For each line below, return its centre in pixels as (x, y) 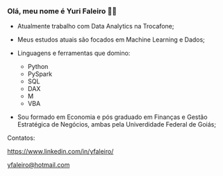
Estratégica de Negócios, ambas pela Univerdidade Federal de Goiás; (117, 125)
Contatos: (21, 138)
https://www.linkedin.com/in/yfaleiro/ (60, 152)
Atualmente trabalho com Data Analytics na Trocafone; (96, 26)
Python (38, 67)
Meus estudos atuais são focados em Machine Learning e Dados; (111, 40)
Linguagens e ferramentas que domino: (74, 53)
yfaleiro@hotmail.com (39, 165)
